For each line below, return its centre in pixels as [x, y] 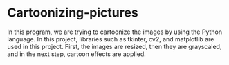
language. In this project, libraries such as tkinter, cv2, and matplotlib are [111, 39]
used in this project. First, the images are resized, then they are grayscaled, [114, 46]
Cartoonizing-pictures [73, 13]
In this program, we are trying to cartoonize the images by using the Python [115, 32]
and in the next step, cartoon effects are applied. [77, 54]
